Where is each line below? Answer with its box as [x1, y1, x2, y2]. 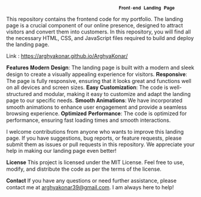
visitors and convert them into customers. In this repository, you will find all [6, 28, 191, 35]
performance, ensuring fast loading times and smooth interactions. [6, 116, 171, 124]
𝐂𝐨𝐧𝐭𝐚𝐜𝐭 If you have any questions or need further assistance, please [6, 177, 177, 184]
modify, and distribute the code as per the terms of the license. [6, 165, 162, 173]
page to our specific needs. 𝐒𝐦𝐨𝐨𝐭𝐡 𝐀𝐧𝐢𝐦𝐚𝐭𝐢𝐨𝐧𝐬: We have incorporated [6, 97, 182, 104]
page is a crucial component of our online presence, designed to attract [6, 22, 184, 29]
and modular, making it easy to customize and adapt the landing [33, 91, 191, 97]
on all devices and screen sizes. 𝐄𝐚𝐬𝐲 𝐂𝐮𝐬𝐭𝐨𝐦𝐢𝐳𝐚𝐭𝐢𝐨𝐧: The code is [6, 84, 169, 91]
